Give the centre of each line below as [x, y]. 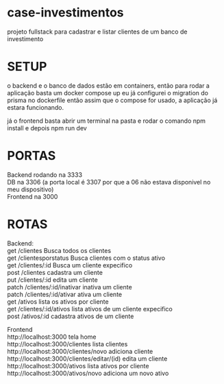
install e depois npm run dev [47, 128]
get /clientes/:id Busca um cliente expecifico [70, 265]
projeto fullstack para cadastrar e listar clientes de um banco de [97, 32]
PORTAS [32, 156]
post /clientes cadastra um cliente [55, 272]
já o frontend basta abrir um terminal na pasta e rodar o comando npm [107, 121]
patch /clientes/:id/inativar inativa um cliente [70, 287]
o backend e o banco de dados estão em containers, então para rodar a [109, 85]
